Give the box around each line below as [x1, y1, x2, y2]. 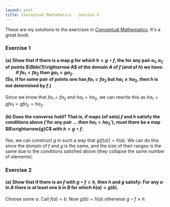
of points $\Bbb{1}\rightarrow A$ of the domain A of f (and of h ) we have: [5, 64, 164, 70]
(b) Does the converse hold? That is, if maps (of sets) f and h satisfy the [5, 114, 160, 120]
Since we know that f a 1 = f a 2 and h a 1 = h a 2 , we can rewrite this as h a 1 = [5, 94, 158, 101]
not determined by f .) [5, 82, 52, 89]
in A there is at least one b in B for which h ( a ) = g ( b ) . [5, 184, 119, 191]
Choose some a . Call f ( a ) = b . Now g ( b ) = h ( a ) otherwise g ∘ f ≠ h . [5, 196, 147, 202]
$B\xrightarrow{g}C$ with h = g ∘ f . [5, 126, 84, 132]
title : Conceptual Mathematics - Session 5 [5, 12, 100, 17]
